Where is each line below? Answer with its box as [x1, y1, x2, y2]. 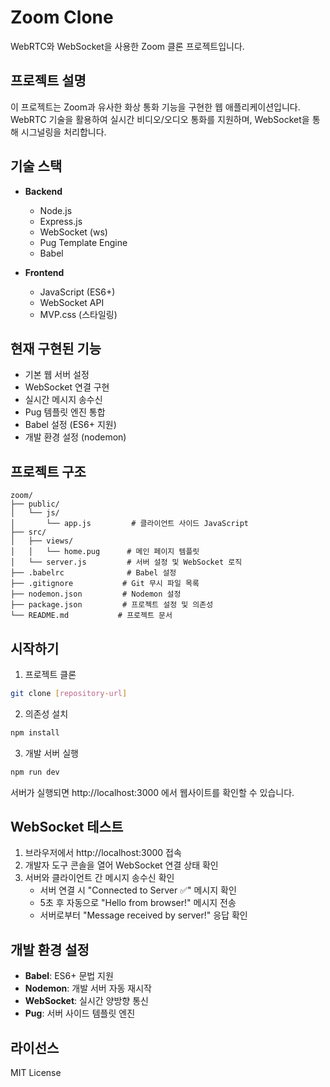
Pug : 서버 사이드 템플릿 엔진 [24, 1007, 136, 1020]
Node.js [39, 204, 73, 216]
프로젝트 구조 [10, 463, 87, 480]
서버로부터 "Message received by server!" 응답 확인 [39, 909, 248, 921]
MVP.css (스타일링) [39, 308, 118, 320]
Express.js [39, 215, 83, 227]
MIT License [10, 1067, 62, 1079]
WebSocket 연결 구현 [24, 381, 110, 393]
